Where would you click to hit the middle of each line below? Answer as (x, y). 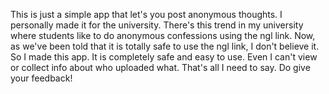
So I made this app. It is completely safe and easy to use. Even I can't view (164, 57)
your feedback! (41, 78)
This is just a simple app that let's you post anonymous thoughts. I (146, 14)
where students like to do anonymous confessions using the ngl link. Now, (163, 35)
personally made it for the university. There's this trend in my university (157, 25)
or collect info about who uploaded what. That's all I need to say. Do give (160, 67)
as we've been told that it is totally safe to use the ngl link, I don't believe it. (165, 46)
